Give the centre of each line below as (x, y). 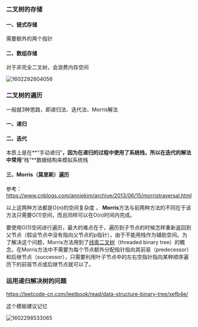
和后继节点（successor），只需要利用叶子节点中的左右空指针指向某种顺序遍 (98, 256)
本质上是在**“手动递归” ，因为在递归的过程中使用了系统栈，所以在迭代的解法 (99, 153)
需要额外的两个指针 (29, 39)
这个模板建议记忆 (27, 306)
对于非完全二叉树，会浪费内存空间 (47, 67)
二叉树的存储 (24, 9)
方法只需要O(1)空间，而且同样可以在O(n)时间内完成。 (71, 215)
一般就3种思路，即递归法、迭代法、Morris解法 (62, 109)
